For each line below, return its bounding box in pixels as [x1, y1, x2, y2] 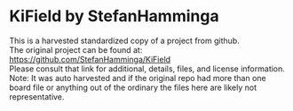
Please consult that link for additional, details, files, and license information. [9, 63, 286, 74]
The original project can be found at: [9, 44, 143, 55]
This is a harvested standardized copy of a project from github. [9, 35, 240, 46]
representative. [9, 91, 65, 102]
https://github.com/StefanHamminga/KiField [9, 54, 171, 64]
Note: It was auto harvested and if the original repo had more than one [9, 72, 266, 83]
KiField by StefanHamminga [9, 6, 219, 26]
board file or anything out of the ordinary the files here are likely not [9, 82, 257, 92]
